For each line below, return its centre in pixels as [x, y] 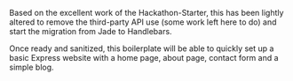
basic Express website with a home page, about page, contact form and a [144, 58]
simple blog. [32, 67]
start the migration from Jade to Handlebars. [91, 31]
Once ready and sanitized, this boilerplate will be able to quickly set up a [142, 48]
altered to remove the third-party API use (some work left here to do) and [143, 22]
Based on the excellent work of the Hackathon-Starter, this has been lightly [146, 13]
